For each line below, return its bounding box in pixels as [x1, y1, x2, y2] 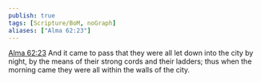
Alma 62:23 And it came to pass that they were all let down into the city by [8, 49, 254, 58]
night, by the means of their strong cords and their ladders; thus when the [8, 57, 252, 66]
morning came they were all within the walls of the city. [8, 65, 191, 75]
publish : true [8, 11, 56, 20]
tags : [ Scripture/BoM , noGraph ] [8, 19, 116, 27]
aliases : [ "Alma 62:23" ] [8, 26, 91, 34]
